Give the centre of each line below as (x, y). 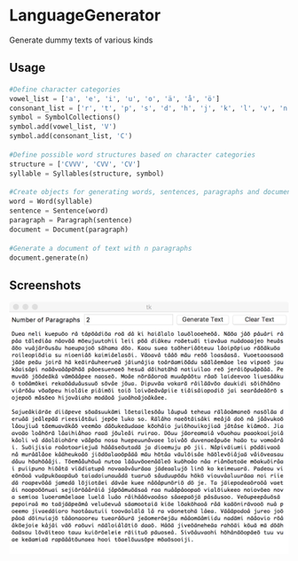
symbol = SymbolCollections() (65, 117)
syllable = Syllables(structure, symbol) (87, 174)
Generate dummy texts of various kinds (81, 40)
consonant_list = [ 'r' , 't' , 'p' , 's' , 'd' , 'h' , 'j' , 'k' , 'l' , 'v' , (142, 108)
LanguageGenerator (85, 16)
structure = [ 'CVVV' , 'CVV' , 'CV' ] (75, 164)
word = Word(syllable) (51, 202)
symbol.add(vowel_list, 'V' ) (63, 127)
